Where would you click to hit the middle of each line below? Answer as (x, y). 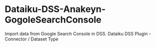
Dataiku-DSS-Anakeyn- (55, 9)
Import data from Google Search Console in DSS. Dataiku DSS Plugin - (78, 33)
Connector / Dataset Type (32, 39)
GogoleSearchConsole (53, 20)
